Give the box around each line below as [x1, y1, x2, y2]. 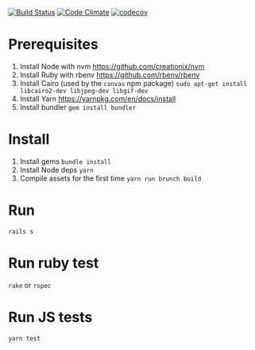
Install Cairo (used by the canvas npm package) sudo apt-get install [19, 78, 248, 87]
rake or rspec [8, 280, 52, 290]
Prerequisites [8, 36, 99, 53]
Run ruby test [8, 255, 99, 272]
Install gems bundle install [19, 156, 112, 166]
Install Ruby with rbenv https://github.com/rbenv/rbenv [19, 70, 200, 80]
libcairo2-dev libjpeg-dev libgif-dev [19, 87, 149, 95]
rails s [8, 227, 34, 235]
